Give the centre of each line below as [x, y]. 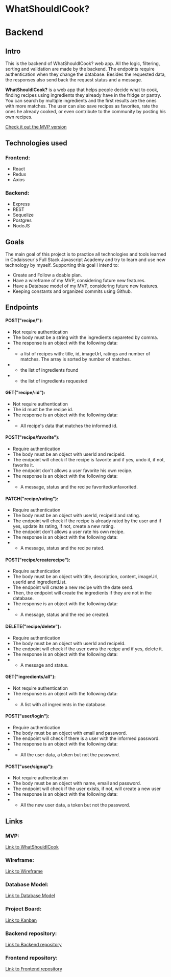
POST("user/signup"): [30, 767]
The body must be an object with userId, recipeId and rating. [76, 516]
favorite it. [23, 465]
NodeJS [21, 226]
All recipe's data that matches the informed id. [69, 426]
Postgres [22, 220]
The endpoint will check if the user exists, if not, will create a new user [87, 789]
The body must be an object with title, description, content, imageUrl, [86, 577]
